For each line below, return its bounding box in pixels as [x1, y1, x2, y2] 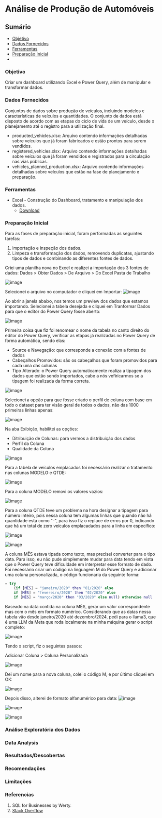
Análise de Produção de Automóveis [5, 3, 154, 15]
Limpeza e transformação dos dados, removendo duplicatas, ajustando [12, 250, 154, 256]
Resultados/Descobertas [5, 752, 65, 759]
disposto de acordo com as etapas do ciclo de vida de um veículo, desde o [5, 118, 155, 124]
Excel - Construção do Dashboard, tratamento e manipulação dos [12, 197, 143, 203]
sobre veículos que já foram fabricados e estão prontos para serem [12, 137, 147, 144]
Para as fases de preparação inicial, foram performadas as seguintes [5, 231, 143, 237]
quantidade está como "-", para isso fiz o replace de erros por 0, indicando [5, 518, 155, 524]
